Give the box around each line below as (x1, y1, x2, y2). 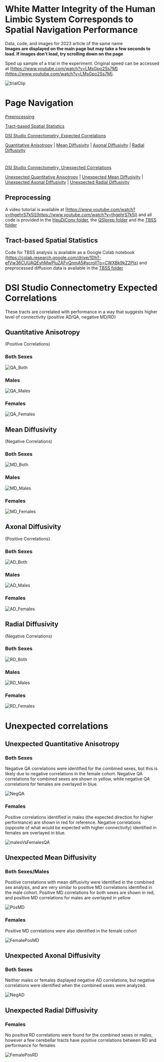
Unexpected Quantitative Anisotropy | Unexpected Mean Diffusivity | (5, 174, 143, 180)
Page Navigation (5, 98, 73, 109)
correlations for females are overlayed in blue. (5, 781, 98, 787)
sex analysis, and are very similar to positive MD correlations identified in (5, 885, 153, 890)
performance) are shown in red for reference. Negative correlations (5, 819, 141, 825)
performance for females (5, 1042, 55, 1048)
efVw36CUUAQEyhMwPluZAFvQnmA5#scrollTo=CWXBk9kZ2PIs (5, 260, 137, 266)
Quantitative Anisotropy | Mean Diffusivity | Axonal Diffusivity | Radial (5, 142, 144, 148)
